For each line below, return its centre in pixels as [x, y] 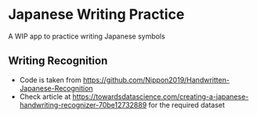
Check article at [45, 97]
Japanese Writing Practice [96, 15]
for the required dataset [187, 104]
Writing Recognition [58, 61]
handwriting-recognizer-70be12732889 [83, 104]
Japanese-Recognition [56, 88]
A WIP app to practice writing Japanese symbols [87, 36]
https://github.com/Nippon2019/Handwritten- [156, 79]
